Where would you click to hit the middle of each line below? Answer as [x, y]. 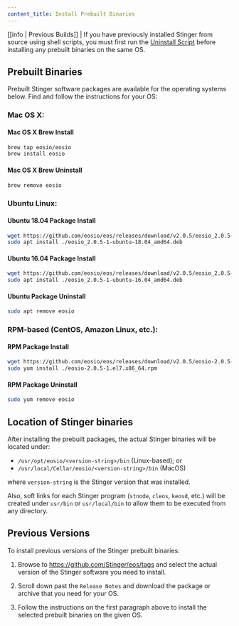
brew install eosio [36, 154]
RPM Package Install [38, 346]
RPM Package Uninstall [42, 384]
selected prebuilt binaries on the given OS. [80, 615]
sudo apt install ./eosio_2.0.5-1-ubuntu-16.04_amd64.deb [95, 280]
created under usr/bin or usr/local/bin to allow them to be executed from [117, 503]
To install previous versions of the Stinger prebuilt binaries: [94, 550]
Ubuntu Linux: [32, 203]
